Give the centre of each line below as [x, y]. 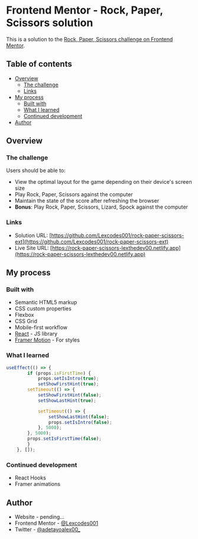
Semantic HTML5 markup [46, 303]
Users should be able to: [36, 171]
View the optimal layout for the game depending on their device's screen [103, 182]
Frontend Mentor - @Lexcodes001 [56, 523]
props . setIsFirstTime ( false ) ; [64, 439]
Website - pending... [40, 517]
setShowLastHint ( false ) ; [79, 417]
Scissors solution [50, 23]
